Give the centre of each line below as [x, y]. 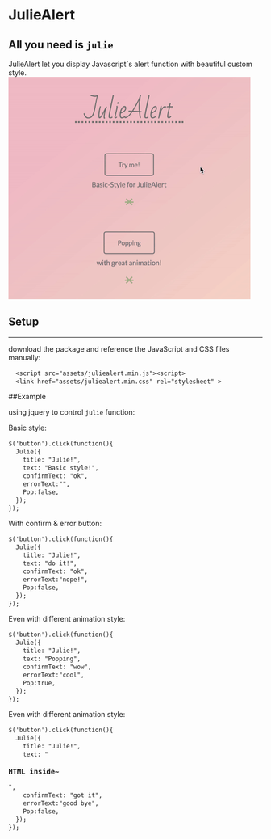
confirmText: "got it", [63, 795]
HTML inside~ [34, 772]
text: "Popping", [52, 659]
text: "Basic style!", [61, 468]
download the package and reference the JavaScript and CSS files [119, 348]
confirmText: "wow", [57, 667]
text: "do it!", [50, 563]
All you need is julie [61, 45]
